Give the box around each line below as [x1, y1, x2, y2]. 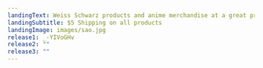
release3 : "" [7, 48, 50, 55]
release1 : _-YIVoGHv [7, 33, 75, 41]
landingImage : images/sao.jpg [7, 26, 107, 34]
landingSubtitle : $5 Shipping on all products [7, 19, 163, 27]
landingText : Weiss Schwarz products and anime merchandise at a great [7, 11, 247, 20]
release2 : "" [7, 41, 50, 48]
